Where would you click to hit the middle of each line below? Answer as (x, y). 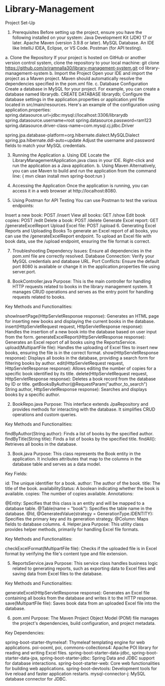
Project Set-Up (20, 23)
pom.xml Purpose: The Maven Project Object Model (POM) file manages (85, 618)
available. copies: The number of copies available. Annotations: (69, 493)
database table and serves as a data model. (56, 464)
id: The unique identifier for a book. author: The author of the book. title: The (83, 483)
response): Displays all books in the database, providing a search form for (80, 358)
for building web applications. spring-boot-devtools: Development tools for (81, 668)
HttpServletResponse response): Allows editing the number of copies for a (81, 368)
